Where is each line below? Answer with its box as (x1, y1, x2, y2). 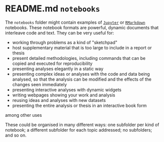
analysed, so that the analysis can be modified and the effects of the (12, 76, 152, 82)
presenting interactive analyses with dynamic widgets (12, 87, 122, 93)
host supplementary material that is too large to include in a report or (12, 45, 152, 50)
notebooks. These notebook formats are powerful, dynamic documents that (5, 24, 159, 30)
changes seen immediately (12, 81, 67, 87)
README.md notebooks (5, 3, 100, 14)
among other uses (5, 112, 42, 118)
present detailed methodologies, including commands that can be (12, 55, 146, 61)
